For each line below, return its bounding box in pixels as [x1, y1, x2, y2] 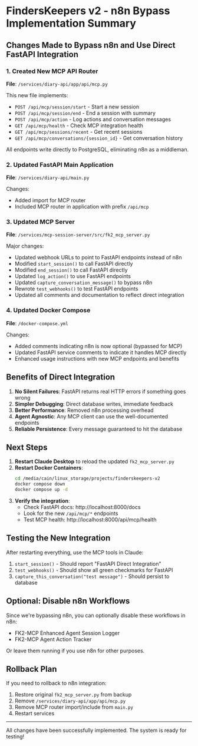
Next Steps [6, 442, 48, 452]
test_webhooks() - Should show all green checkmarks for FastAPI [14, 566, 173, 573]
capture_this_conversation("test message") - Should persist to [14, 573, 170, 580]
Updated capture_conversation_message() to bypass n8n [14, 279, 153, 286]
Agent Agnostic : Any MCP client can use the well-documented [14, 412, 169, 420]
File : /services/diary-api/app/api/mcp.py [6, 80, 108, 87]
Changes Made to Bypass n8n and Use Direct [6, 40, 176, 50]
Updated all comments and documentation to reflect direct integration [14, 292, 184, 299]
